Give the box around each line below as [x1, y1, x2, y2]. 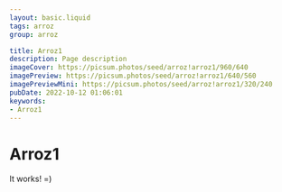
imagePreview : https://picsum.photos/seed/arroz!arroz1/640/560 [9, 71, 257, 81]
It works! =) [9, 173, 52, 185]
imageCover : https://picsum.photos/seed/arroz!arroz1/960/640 [9, 63, 249, 72]
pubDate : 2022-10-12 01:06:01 [9, 87, 124, 97]
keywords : [9, 96, 47, 105]
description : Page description [9, 55, 127, 64]
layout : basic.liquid [9, 13, 91, 23]
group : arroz [9, 30, 59, 39]
